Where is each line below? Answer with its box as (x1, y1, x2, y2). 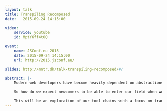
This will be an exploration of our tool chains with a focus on (14, 98, 153, 104)
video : (5, 25, 19, 30)
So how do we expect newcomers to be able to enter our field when (14, 89, 157, 95)
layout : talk (5, 7, 32, 12)
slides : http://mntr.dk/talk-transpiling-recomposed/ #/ (5, 67, 123, 72)
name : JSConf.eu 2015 (14, 48, 59, 53)
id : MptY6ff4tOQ (14, 35, 48, 40)
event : (5, 44, 19, 49)
